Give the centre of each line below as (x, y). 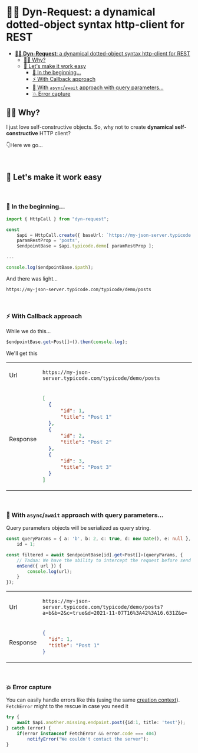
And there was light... (32, 278)
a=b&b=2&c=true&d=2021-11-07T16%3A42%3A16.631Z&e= (115, 613)
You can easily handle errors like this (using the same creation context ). (93, 700)
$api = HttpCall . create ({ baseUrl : (60, 235)
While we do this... (29, 331)
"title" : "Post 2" (86, 442)
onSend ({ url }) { (39, 566)
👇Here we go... (24, 145)
